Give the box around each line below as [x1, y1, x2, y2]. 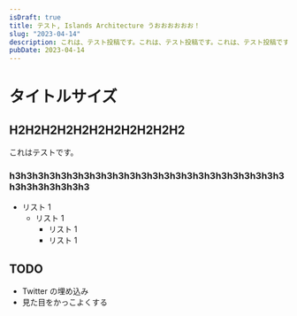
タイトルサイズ [9, 87, 118, 107]
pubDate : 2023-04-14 [9, 46, 86, 55]
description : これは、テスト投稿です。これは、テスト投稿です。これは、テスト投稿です [9, 37, 289, 47]
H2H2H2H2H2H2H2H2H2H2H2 [9, 122, 186, 137]
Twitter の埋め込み [21, 286, 89, 297]
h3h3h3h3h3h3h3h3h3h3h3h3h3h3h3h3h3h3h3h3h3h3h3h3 [9, 170, 285, 182]
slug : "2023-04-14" [9, 29, 81, 38]
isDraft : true [9, 12, 62, 22]
